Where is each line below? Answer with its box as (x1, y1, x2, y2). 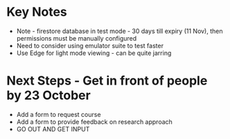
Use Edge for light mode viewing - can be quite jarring (16, 49, 172, 57)
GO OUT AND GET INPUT (16, 125, 90, 133)
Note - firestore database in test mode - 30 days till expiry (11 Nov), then (16, 27, 223, 35)
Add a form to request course (16, 110, 101, 118)
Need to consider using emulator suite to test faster (16, 41, 164, 50)
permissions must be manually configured (16, 34, 137, 42)
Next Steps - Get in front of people (6, 73, 208, 89)
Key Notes (6, 4, 67, 20)
